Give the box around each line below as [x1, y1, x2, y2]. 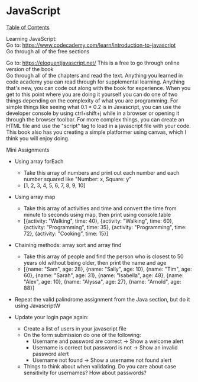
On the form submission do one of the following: [23, 331, 141, 338]
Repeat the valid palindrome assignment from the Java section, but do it [14, 296, 190, 303]
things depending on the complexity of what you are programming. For [6, 97, 178, 104]
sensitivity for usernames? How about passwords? [23, 369, 147, 376]
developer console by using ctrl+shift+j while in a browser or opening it [6, 110, 180, 117]
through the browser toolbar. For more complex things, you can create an [6, 115, 184, 123]
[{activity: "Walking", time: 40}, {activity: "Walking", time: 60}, [23, 217, 174, 224]
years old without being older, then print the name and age [23, 259, 167, 266]
